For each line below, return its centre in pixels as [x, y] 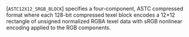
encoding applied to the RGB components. [58, 27]
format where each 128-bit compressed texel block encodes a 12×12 [91, 15]
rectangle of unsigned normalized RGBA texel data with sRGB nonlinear [94, 21]
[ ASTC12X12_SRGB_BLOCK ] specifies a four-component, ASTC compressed [95, 9]
